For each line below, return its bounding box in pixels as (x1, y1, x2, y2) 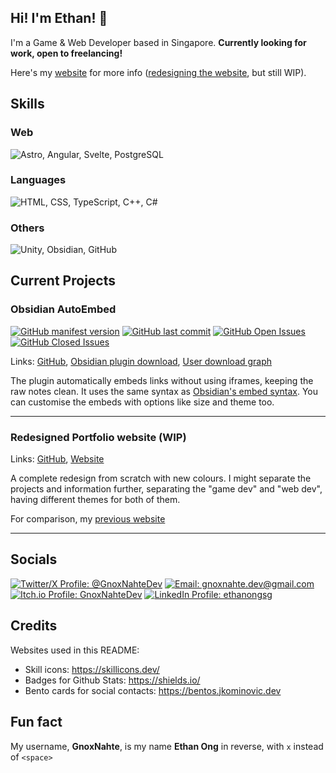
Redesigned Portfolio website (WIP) (10, 430, 187, 444)
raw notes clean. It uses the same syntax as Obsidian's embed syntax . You (10, 385, 319, 397)
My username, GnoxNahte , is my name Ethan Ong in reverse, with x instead (10, 740, 324, 752)
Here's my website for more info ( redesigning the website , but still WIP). (10, 66, 307, 78)
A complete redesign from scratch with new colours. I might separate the (10, 472, 312, 485)
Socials (10, 551, 58, 568)
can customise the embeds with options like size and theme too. (10, 396, 275, 408)
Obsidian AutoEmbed (10, 302, 117, 316)
